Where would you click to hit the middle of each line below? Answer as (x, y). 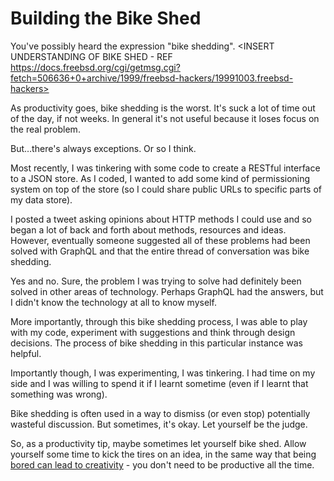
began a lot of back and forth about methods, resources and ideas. (148, 229)
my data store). (41, 199)
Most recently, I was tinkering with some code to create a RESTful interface (165, 168)
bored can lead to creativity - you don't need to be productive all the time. (162, 464)
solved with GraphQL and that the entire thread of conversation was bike (160, 251)
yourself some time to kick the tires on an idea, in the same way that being (163, 454)
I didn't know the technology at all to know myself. (113, 302)
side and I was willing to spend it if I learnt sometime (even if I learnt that (159, 383)
